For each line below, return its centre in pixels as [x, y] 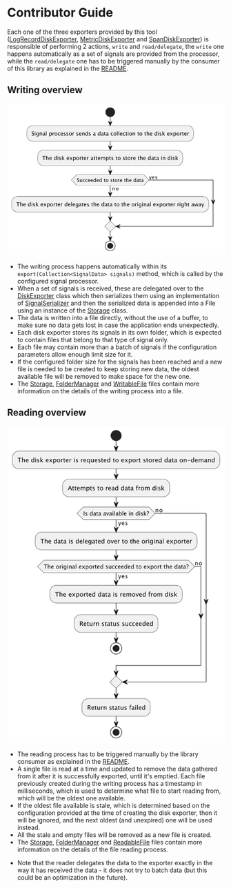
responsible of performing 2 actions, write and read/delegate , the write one [115, 46]
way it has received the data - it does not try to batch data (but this [112, 870]
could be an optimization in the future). [72, 877]
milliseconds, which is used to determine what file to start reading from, [119, 791]
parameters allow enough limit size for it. [75, 354]
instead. [29, 827]
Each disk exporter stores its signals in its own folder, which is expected [119, 332]
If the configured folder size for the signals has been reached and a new [120, 362]
